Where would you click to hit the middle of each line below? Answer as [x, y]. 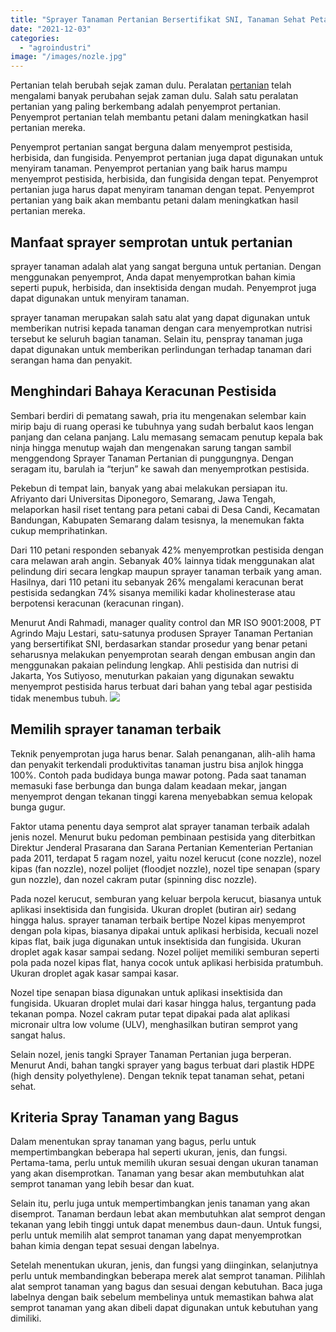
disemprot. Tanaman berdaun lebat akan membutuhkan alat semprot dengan [168, 1214]
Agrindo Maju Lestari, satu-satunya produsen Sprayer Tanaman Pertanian [162, 633]
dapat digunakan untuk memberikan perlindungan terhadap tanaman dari [161, 349]
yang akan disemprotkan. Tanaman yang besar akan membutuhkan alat [157, 1173]
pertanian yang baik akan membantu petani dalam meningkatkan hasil [154, 200]
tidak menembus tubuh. [59, 698]
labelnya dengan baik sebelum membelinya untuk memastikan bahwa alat [162, 1297]
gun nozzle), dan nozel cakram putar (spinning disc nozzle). [134, 879]
